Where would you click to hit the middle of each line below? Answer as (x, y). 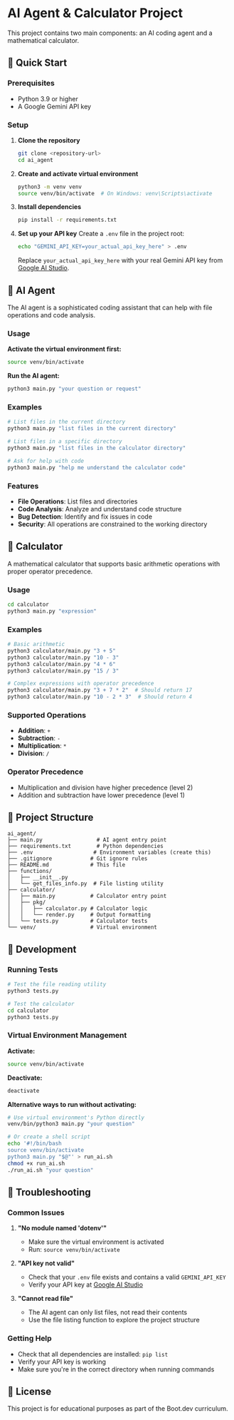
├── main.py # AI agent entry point (87, 840)
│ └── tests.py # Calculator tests (78, 921)
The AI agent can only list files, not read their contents (107, 1312)
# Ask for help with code (46, 461)
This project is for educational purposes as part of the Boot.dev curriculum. (118, 1409)
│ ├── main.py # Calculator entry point (87, 897)
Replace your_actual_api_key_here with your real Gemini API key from (120, 260)
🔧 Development (42, 949)
